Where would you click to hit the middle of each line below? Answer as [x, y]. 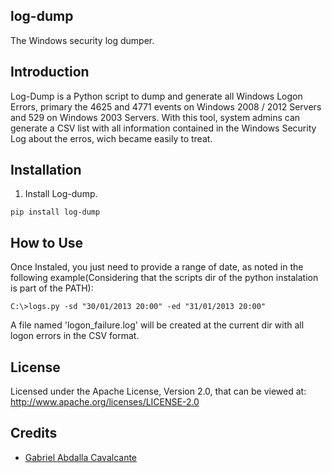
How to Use [47, 242]
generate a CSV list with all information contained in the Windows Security [163, 128]
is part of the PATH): [52, 288]
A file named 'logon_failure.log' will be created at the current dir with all [157, 325]
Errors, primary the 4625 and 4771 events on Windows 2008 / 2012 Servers [166, 106]
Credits [34, 433]
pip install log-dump [55, 212]
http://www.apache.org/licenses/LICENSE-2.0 [105, 402]
